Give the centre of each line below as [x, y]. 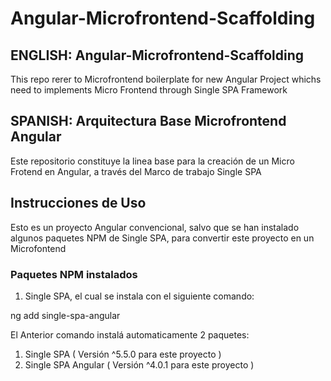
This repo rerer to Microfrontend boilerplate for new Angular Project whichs [166, 79]
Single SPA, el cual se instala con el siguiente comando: [139, 296]
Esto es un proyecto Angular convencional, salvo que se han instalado [155, 227]
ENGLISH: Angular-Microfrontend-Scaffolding [157, 55]
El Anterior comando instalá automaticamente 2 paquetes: [130, 334]
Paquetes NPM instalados [74, 274]
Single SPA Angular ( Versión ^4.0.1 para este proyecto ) [139, 364]
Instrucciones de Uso [78, 203]
